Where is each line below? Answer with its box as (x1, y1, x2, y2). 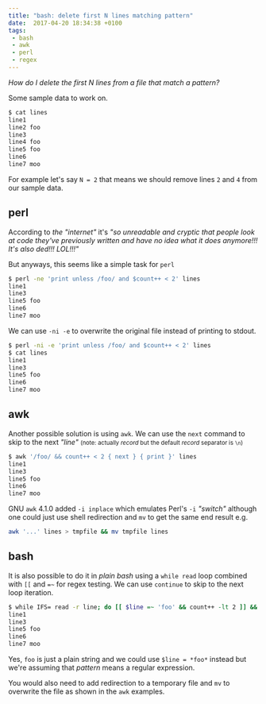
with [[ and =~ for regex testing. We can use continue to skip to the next (8, 579, 244, 589)
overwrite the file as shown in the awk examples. (8, 687, 165, 696)
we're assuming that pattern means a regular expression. (8, 663, 195, 672)
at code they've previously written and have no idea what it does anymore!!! (8, 235, 258, 245)
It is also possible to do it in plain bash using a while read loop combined (8, 571, 248, 580)
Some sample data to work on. (8, 93, 109, 103)
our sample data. (8, 183, 64, 192)
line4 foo (8, 138, 41, 146)
